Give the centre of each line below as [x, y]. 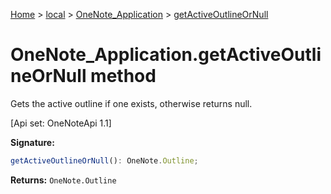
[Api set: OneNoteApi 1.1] [61, 123]
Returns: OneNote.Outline [63, 180]
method [123, 76]
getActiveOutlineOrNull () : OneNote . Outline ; [104, 160]
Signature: [32, 142]
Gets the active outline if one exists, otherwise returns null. [131, 103]
